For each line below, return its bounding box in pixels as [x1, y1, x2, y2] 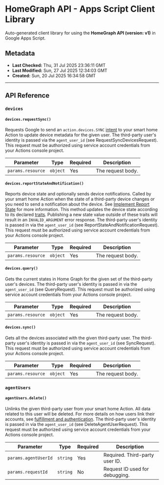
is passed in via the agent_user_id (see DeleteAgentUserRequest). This [5, 422, 148, 427]
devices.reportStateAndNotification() [5, 181, 84, 186]
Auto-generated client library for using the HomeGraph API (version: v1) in [5, 30, 156, 36]
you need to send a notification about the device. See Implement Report [5, 201, 150, 207]
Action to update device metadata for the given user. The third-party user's [5, 132, 157, 138]
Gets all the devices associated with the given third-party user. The [5, 335, 140, 340]
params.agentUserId [7, 455, 53, 461]
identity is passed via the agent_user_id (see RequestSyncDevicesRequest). [5, 137, 158, 143]
